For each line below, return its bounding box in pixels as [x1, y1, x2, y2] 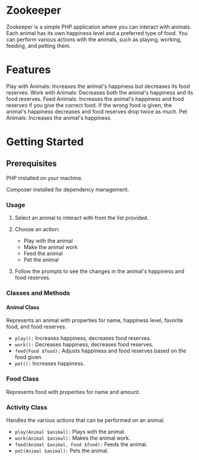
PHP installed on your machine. [6, 174, 83, 181]
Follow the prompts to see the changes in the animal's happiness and [14, 268, 185, 275]
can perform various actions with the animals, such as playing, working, [6, 36, 182, 43]
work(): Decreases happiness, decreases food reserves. [14, 341, 154, 348]
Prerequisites [6, 159, 57, 169]
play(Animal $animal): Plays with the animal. [14, 428, 126, 435]
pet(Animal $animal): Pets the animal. [14, 447, 109, 454]
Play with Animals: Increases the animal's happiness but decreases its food [6, 83, 190, 90]
